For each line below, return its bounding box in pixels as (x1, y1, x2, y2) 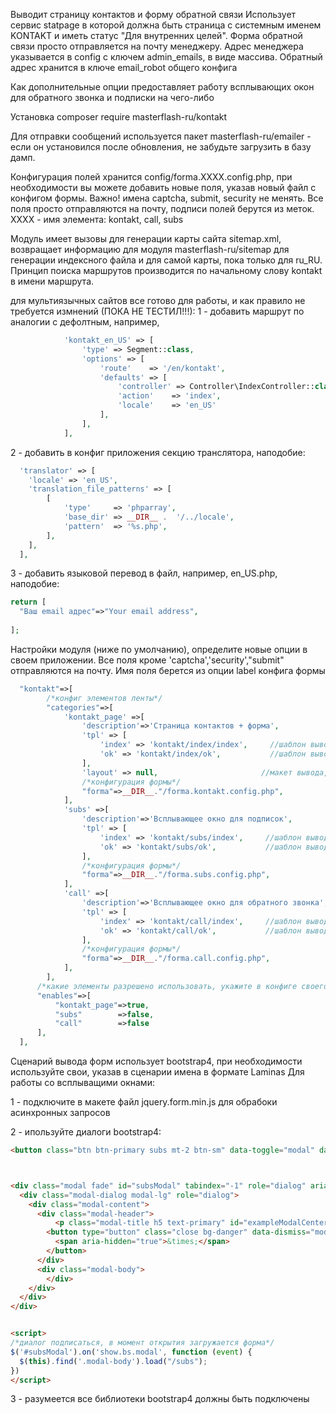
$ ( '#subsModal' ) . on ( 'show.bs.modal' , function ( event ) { (10, 1347, 253, 1357)
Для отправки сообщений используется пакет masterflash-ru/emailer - (10, 130, 312, 142)
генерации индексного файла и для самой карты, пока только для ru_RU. (10, 254, 323, 266)
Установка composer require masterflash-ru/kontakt (10, 111, 228, 123)
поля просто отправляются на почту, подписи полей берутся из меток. (10, 203, 315, 214)
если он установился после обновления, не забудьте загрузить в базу (10, 141, 312, 153)
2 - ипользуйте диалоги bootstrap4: (10, 1126, 162, 1138)
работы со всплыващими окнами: (10, 1077, 155, 1088)
